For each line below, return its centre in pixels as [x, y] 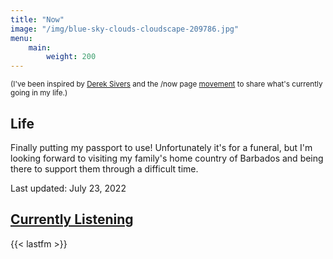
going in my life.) [39, 93]
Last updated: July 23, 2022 [68, 188]
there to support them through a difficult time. [104, 168]
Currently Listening [72, 219]
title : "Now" [37, 19]
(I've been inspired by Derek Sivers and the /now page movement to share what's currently [166, 84]
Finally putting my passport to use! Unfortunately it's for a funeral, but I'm [161, 147]
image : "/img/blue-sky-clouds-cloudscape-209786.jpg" [125, 29]
